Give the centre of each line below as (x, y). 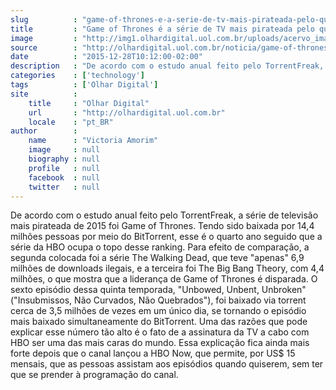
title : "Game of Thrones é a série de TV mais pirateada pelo (162, 29)
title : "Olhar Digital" (89, 103)
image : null (64, 150)
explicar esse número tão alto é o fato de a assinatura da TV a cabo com (160, 332)
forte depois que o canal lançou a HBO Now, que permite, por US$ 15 (153, 353)
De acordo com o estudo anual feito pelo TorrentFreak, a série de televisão (164, 215)
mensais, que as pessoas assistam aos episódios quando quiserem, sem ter (167, 364)
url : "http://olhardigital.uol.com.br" (127, 112)
